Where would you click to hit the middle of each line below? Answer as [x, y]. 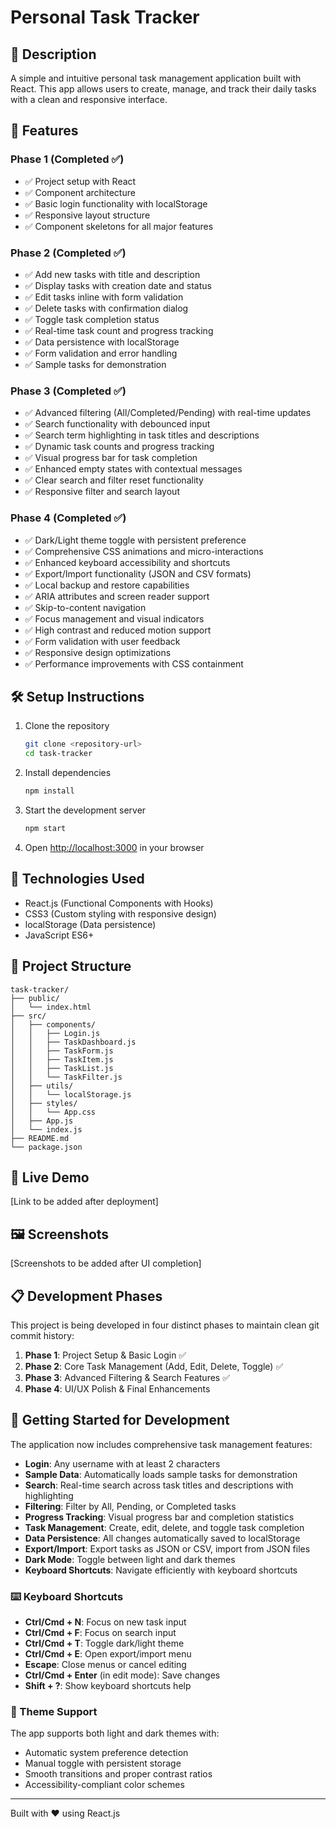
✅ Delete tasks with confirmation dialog [106, 308]
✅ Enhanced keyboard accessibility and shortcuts [127, 562]
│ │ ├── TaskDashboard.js [73, 1042]
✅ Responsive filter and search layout [102, 492]
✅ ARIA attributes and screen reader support [117, 596]
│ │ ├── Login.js [55, 1033]
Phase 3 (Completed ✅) [68, 391]
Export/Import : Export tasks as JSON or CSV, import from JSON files [167, 1548]
